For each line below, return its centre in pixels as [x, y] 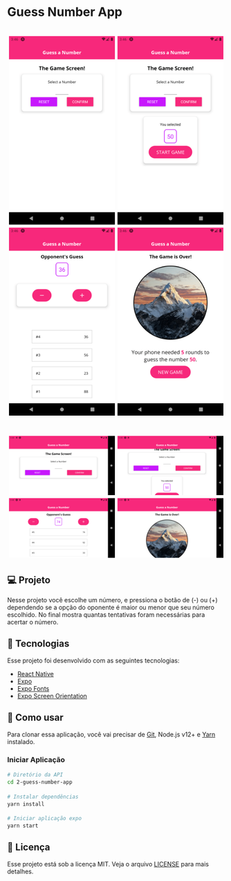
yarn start [23, 826]
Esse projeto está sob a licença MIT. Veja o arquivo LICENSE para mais [108, 864]
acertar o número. [33, 622]
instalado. [21, 741]
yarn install [26, 804]
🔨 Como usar [35, 717]
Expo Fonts [33, 688]
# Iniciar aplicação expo [44, 819]
